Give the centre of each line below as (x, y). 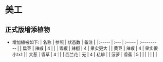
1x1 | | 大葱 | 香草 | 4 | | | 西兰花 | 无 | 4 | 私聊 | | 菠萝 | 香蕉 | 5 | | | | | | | (87, 54)
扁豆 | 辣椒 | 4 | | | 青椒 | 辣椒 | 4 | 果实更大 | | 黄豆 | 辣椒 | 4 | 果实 (88, 48)
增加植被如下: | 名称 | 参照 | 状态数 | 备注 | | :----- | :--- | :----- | (75, 42)
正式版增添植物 (27, 30)
